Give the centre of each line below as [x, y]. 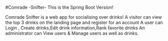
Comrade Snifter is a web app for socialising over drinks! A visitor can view [84, 17]
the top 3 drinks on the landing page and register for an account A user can [84, 23]
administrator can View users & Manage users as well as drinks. [72, 33]
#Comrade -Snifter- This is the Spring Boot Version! [59, 7]
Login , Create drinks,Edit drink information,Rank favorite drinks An [75, 28]
